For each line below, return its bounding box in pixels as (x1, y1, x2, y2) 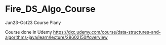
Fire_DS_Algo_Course (5, 3, 96, 15)
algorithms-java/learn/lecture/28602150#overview (5, 34, 108, 40)
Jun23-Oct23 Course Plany (5, 20, 61, 25)
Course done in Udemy (5, 29, 52, 35)
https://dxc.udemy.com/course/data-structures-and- (53, 29, 161, 35)
